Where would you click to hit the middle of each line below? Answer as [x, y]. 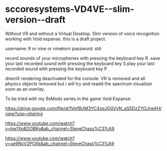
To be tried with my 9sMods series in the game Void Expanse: [68, 99]
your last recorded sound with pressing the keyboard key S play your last [80, 63]
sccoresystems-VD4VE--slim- [70, 9]
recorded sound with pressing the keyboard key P [56, 69]
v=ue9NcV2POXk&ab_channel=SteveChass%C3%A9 [60, 144]
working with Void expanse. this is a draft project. [56, 39]
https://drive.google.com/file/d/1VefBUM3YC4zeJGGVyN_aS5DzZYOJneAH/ [83, 108]
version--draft [35, 20]
